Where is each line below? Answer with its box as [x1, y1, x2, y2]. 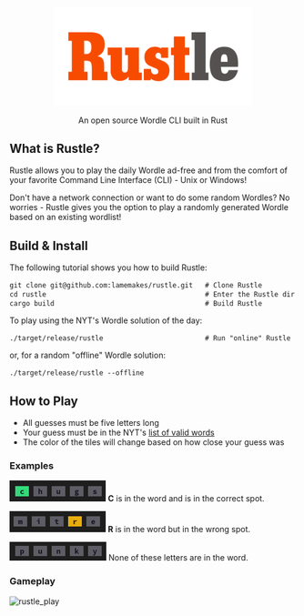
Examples [9, 459, 55, 471]
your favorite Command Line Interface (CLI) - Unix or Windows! [9, 175, 248, 186]
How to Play [9, 393, 79, 409]
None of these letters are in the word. [107, 552, 248, 563]
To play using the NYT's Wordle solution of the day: [9, 315, 203, 326]
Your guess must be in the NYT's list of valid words [22, 427, 216, 439]
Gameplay [9, 575, 56, 588]
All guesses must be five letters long [22, 418, 159, 429]
